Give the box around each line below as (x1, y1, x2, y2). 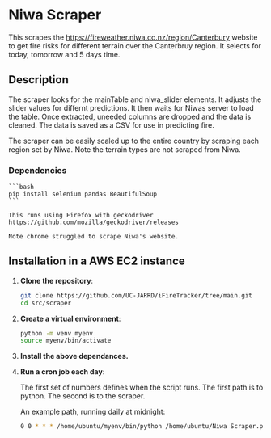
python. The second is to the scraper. (19, 391, 146, 401)
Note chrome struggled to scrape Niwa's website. (8, 233, 180, 241)
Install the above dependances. (19, 352, 129, 361)
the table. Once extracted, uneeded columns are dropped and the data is (8, 112, 252, 121)
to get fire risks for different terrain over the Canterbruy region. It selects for (8, 40, 261, 50)
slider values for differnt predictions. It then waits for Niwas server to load (8, 103, 255, 112)
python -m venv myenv (19, 329, 93, 337)
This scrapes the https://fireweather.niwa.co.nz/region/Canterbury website (8, 32, 258, 42)
